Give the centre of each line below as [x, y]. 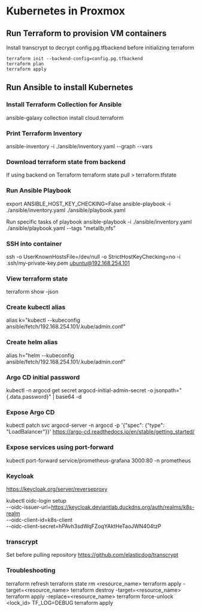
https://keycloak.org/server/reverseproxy [57, 489]
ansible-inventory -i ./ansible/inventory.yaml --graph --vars [79, 146]
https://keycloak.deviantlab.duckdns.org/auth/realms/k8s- [123, 507]
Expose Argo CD [31, 412]
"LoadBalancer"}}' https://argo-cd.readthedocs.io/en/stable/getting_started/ [100, 432]
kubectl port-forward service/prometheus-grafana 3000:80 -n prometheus [99, 460]
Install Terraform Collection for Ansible [64, 105]
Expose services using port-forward [60, 447]
